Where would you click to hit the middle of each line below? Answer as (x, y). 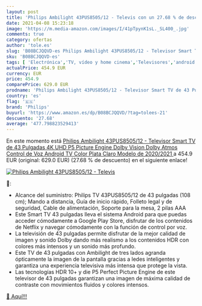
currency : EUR (24, 73)
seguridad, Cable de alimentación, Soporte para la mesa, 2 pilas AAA (100, 208)
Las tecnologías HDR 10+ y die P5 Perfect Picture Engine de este (95, 272)
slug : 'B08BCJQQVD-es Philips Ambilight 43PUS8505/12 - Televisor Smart (99, 51)
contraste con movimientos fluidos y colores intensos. (82, 285)
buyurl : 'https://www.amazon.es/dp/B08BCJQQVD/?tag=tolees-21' (87, 113)
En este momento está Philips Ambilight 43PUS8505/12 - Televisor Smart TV (101, 141)
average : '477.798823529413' (43, 124)
